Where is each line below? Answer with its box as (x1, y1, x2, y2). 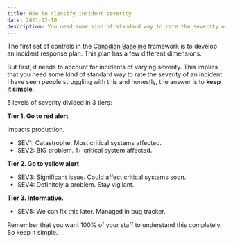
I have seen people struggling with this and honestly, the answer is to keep (7, 78, 221, 86)
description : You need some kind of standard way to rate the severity (7, 23, 218, 30)
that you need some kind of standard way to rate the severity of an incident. (7, 70, 224, 78)
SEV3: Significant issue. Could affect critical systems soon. (17, 173, 187, 181)
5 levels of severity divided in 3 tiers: (7, 99, 112, 107)
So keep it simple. (7, 228, 58, 237)
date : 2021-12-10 (7, 17, 58, 24)
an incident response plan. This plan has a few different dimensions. (7, 49, 202, 58)
